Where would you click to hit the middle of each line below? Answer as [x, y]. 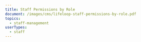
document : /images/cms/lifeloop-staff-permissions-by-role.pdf [71, 14]
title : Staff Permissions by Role [40, 9]
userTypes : [16, 28]
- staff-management [29, 23]
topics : [13, 18]
